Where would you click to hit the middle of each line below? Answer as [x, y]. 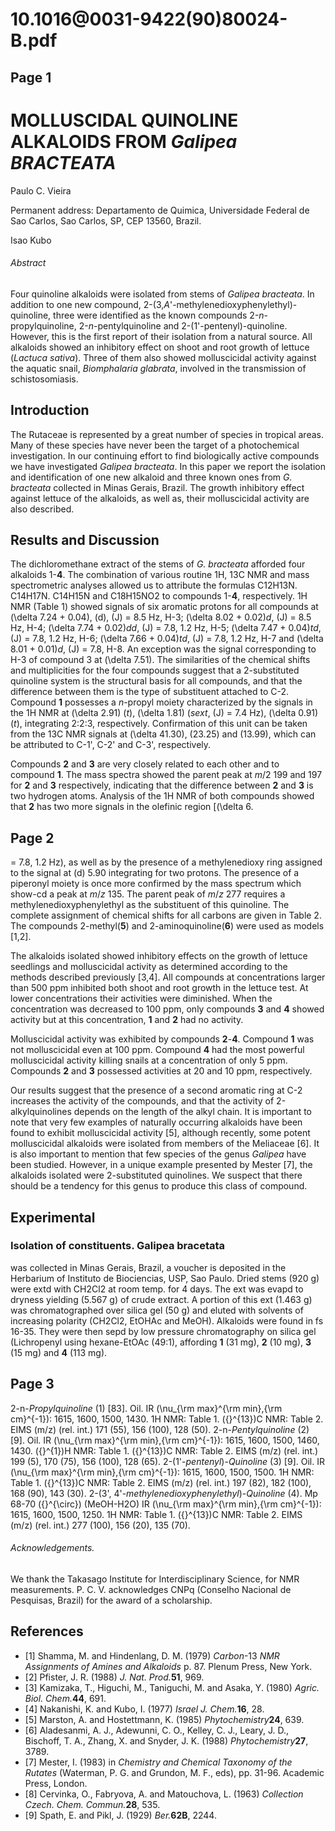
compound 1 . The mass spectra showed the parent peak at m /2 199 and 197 [166, 775]
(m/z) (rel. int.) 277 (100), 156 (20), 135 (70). [100, 1525]
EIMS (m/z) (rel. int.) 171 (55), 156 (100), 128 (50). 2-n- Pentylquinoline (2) [160, 1429]
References [47, 1631]
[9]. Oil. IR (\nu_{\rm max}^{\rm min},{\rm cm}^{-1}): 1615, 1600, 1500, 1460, [165, 1440]
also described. [42, 509]
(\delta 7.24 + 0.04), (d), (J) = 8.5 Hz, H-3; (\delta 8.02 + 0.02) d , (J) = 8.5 [161, 617]
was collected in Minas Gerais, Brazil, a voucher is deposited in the [148, 1267]
